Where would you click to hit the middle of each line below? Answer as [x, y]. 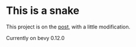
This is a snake [43, 11]
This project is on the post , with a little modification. [68, 27]
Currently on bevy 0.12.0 [36, 38]
